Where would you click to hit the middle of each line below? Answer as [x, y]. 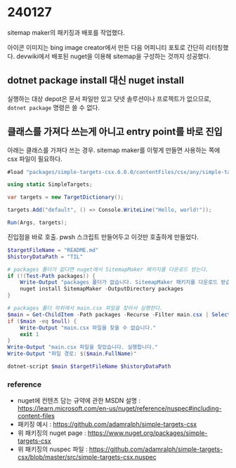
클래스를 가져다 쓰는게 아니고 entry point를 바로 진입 [115, 132]
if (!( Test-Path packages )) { [52, 276]
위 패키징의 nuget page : [52, 433]
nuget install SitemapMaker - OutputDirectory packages [102, 289]
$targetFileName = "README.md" [53, 250]
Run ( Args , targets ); [38, 223]
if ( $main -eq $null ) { [42, 321]
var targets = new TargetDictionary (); [66, 197]
